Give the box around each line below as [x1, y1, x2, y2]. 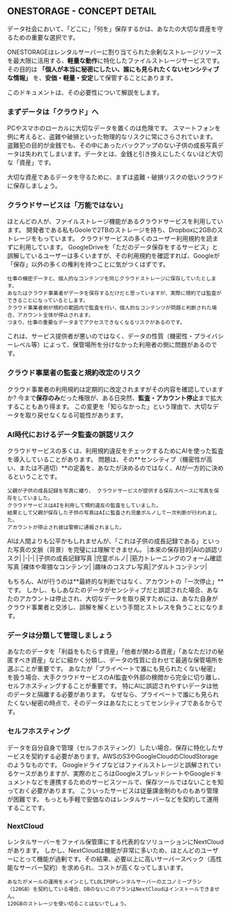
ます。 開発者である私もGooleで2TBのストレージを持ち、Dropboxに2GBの [7, 226, 218, 234]
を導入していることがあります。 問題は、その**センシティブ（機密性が [7, 455, 207, 463]
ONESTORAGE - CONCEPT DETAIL [7, 5, 157, 17]
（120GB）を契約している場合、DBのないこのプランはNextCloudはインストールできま [7, 885, 215, 892]
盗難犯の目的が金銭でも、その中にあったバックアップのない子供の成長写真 [7, 141, 218, 150]
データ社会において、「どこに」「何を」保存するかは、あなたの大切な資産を [7, 24, 217, 33]
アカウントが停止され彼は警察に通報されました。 [7, 524, 125, 531]
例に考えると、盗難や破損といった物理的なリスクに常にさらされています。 [7, 133, 217, 141]
